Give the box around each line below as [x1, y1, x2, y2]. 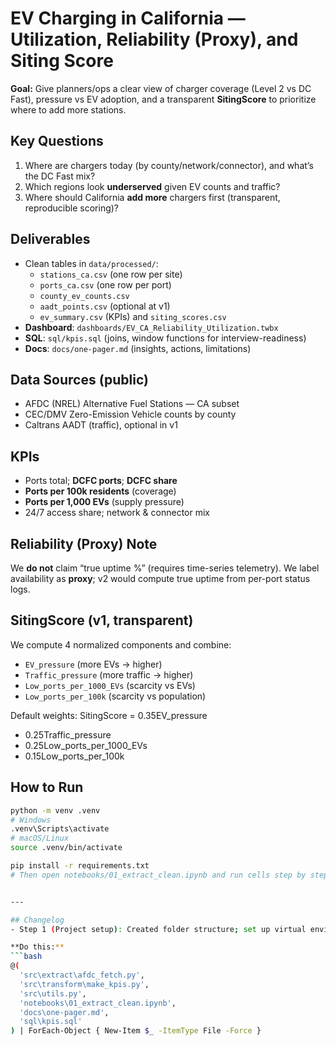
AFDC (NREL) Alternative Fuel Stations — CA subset [24, 398, 240, 410]
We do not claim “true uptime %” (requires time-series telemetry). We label [10, 562, 320, 574]
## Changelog [10, 915, 65, 925]
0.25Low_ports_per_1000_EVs [24, 739, 148, 751]
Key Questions [10, 133, 104, 150]
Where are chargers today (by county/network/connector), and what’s [24, 159, 314, 171]
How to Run [10, 779, 84, 796]
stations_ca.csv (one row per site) [39, 268, 183, 280]
